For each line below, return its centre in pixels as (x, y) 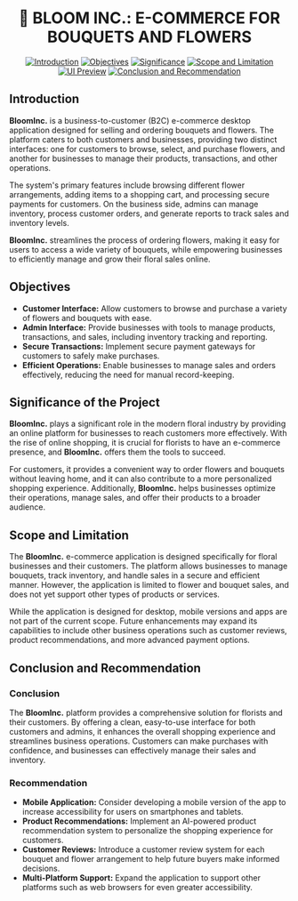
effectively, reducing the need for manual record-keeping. (128, 374)
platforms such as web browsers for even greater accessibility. (137, 888)
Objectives (40, 287)
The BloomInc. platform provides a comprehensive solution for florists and (146, 712)
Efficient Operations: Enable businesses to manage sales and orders (149, 365)
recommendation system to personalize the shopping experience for (148, 831)
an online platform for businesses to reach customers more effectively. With (148, 433)
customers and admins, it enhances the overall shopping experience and (142, 731)
